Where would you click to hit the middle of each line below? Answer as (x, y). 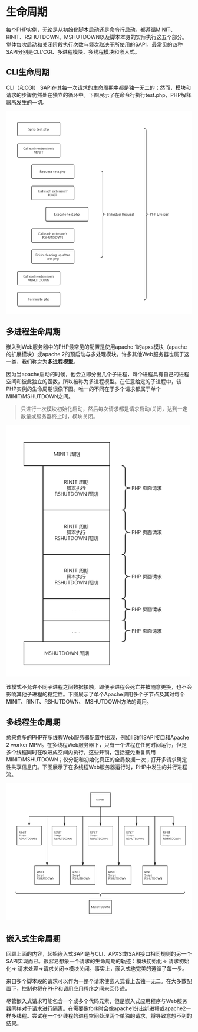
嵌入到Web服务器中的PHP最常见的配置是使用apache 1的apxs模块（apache (97, 347)
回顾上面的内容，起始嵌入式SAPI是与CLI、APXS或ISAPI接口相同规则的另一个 (99, 953)
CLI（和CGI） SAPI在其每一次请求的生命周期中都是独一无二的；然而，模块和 (99, 87)
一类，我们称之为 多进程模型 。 (42, 362)
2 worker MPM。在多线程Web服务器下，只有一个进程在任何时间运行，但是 (97, 745)
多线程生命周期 (33, 722)
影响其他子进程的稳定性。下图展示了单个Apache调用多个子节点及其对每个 (95, 694)
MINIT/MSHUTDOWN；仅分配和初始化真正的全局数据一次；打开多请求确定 (97, 760)
